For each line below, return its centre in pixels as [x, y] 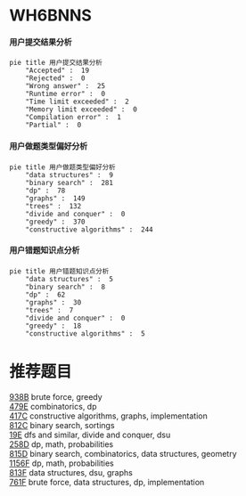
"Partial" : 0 [53, 126]
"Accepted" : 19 [57, 71]
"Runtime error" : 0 [65, 94]
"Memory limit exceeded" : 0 [82, 110]
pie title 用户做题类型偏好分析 [62, 167]
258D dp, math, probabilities [61, 444]
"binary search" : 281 [70, 183]
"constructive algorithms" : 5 [85, 333]
